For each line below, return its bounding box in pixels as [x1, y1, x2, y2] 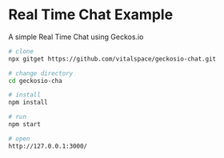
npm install [8, 98, 48, 107]
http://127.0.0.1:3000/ [8, 142, 88, 150]
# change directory [8, 69, 74, 77]
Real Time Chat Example [8, 6, 174, 24]
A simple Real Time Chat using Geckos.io [8, 32, 144, 41]
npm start [8, 120, 42, 128]
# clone [8, 47, 34, 55]
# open [8, 134, 30, 143]
